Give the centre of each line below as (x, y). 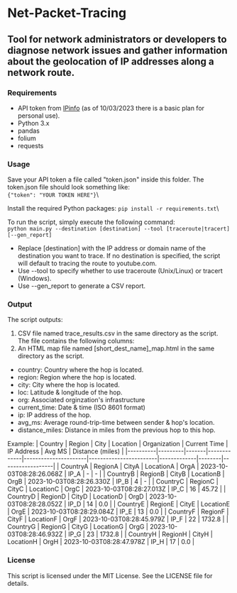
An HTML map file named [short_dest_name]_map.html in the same (116, 348)
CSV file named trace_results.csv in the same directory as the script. (118, 333)
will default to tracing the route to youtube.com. (87, 263)
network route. (41, 72)
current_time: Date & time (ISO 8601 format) (81, 408)
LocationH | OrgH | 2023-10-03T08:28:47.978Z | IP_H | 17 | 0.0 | (101, 542)
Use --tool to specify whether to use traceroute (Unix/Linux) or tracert (120, 271)
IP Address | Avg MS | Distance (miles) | (66, 451)
